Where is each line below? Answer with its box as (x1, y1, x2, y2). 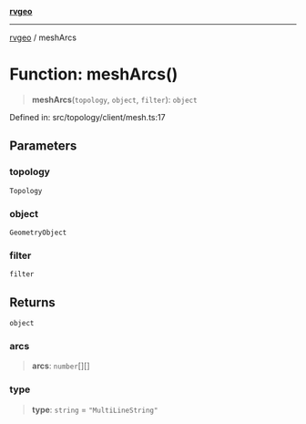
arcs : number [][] (31, 360, 90, 371)
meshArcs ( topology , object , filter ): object (31, 94, 198, 105)
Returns (9, 295, 56, 310)
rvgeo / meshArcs (9, 32, 77, 43)
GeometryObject (9, 228, 67, 237)
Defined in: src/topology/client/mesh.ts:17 (9, 111, 166, 122)
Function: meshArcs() (9, 64, 178, 85)
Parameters (9, 139, 77, 154)
